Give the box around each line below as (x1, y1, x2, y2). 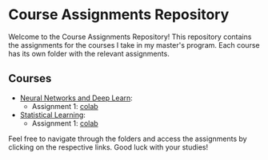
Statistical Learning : (19, 110, 86, 119)
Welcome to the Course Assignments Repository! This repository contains (8, 32, 252, 41)
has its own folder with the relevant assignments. (8, 49, 170, 58)
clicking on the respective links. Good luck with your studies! (8, 142, 209, 152)
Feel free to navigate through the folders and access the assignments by (8, 134, 247, 143)
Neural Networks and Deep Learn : (19, 93, 134, 103)
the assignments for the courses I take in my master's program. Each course (8, 40, 260, 49)
